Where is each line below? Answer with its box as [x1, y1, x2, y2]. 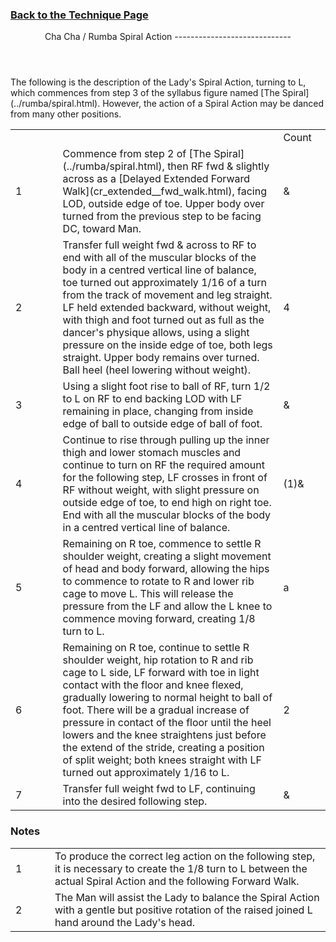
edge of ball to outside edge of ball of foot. [62, 417, 263, 431]
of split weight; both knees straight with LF [62, 753, 262, 767]
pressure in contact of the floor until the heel [62, 716, 272, 730]
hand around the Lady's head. [54, 915, 196, 929]
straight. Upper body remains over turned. [62, 351, 260, 365]
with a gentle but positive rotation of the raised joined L [54, 903, 313, 917]
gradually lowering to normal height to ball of [62, 691, 273, 705]
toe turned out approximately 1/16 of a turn [62, 276, 267, 290]
